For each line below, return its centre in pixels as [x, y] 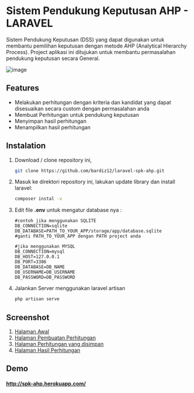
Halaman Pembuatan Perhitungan [55, 338]
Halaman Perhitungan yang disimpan [59, 344]
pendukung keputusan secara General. [53, 58]
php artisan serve [37, 299]
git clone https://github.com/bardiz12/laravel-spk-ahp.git [89, 171]
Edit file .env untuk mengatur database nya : [68, 210]
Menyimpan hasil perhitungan [50, 121]
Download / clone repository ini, [53, 160]
